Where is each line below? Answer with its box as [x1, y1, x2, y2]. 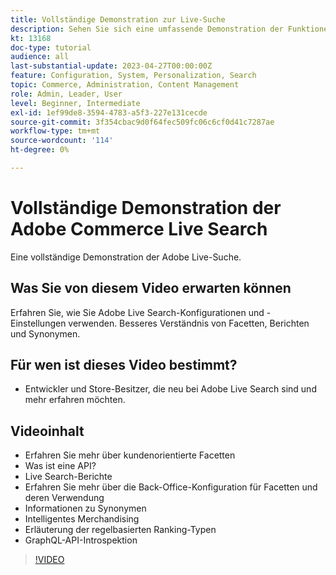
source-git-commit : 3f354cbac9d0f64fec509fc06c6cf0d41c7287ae [10, 117, 275, 127]
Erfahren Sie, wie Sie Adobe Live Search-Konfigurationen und [10, 306, 265, 318]
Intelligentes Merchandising [24, 513, 140, 525]
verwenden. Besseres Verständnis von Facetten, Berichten [68, 317, 310, 329]
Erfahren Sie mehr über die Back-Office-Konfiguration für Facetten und [24, 481, 318, 493]
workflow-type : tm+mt [10, 126, 101, 136]
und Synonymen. [10, 327, 81, 340]
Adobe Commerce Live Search [10, 218, 268, 241]
